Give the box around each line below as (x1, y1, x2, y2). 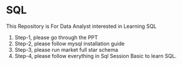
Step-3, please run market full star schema (14, 46, 119, 53)
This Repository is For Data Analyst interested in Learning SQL (6, 23, 157, 30)
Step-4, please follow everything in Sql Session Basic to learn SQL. (14, 52, 177, 59)
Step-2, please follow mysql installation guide (14, 40, 125, 47)
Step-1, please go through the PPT (14, 34, 98, 41)
